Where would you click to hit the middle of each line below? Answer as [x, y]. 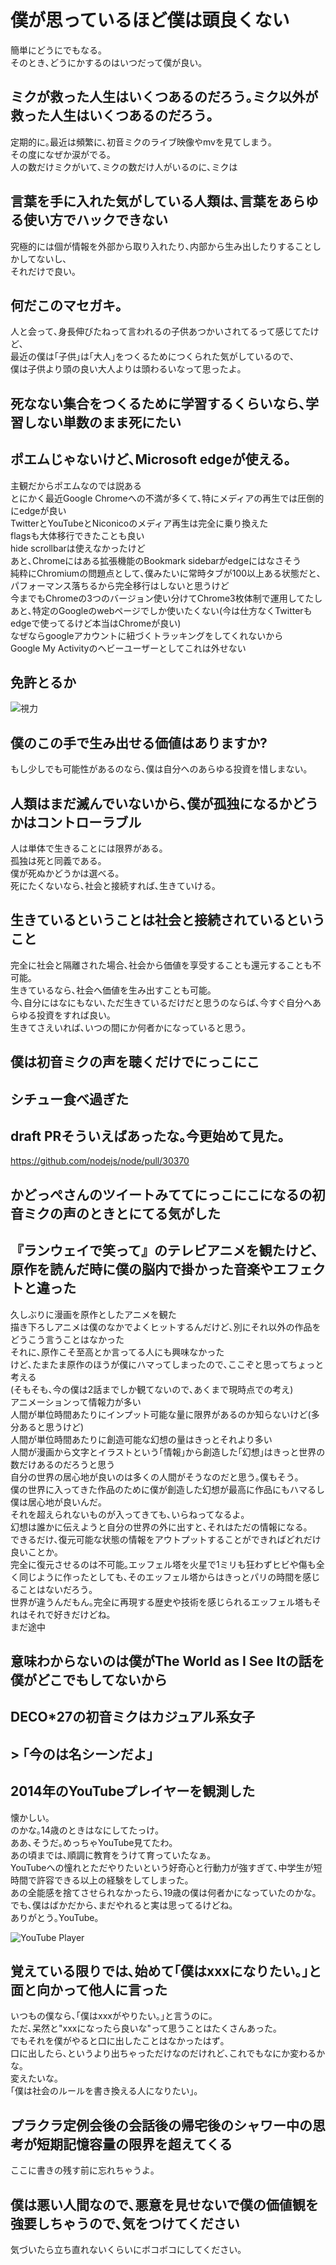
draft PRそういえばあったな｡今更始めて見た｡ [147, 1136]
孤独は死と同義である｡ [56, 861]
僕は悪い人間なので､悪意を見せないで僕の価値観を [164, 2204]
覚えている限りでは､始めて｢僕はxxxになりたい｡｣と [166, 1971]
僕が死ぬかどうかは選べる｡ [65, 873]
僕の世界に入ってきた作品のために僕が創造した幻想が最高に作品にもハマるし [167, 1489]
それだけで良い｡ [43, 271]
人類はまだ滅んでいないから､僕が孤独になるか [151, 803]
